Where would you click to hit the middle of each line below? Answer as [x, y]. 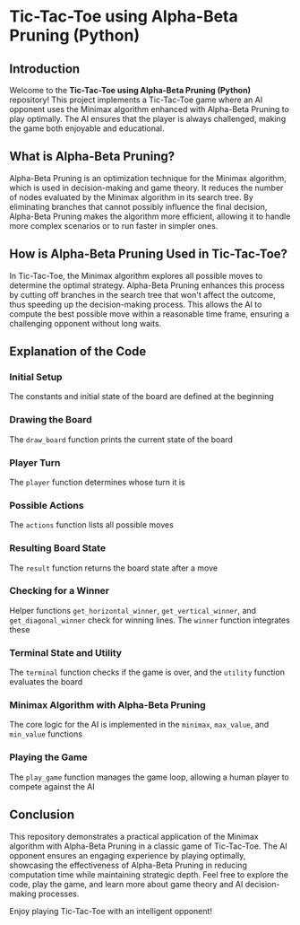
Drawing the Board [51, 420]
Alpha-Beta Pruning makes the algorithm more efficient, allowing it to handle [150, 216]
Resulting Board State [57, 548]
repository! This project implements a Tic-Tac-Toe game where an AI [136, 100]
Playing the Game [48, 757]
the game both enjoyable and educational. [87, 128]
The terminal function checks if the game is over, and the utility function [147, 672]
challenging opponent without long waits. [86, 323]
